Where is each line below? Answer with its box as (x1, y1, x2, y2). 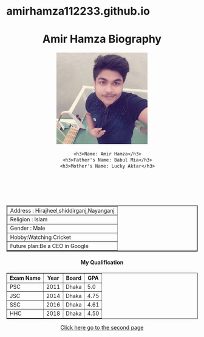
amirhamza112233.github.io (6, 4, 151, 18)
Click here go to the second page (60, 324, 144, 331)
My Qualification (80, 258, 124, 266)
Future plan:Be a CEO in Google (10, 242, 89, 249)
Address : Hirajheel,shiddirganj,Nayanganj (10, 207, 115, 214)
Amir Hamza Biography (42, 32, 162, 46)
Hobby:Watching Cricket (10, 233, 72, 241)
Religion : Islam (10, 216, 48, 223)
